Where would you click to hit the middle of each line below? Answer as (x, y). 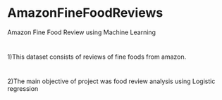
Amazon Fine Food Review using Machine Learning (82, 32)
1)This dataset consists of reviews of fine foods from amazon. (97, 57)
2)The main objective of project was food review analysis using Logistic (111, 81)
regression (23, 89)
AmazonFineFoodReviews (85, 13)
